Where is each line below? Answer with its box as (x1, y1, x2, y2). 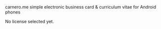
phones (5, 9, 21, 15)
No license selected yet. (5, 19, 54, 24)
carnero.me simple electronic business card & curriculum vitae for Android (5, 4, 157, 10)
